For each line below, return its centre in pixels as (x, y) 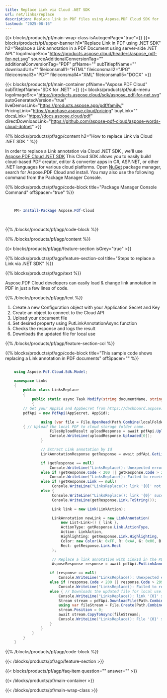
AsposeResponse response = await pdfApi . (95, 564)
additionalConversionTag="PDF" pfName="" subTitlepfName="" (71, 64)
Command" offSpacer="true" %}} (40, 192)
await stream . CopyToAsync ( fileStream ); (100, 614)
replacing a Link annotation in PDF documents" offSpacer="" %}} (72, 358)
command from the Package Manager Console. (54, 177)
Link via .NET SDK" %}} (29, 263)
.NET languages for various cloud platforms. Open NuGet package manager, (83, 167)
